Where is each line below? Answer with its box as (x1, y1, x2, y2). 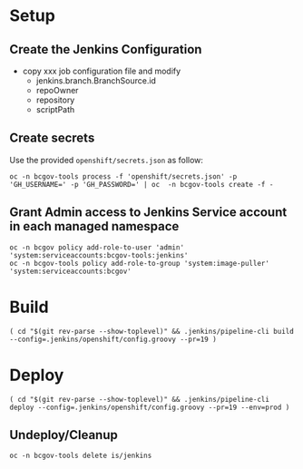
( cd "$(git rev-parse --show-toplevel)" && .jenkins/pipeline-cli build (9, 327, 295, 336)
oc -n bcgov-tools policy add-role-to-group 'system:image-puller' (9, 259, 270, 268)
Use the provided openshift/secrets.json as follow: (9, 154, 204, 165)
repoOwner (35, 85, 79, 95)
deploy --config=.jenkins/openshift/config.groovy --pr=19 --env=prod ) (9, 403, 290, 412)
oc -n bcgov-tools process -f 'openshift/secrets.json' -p (9, 171, 238, 181)
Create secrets (9, 131, 95, 146)
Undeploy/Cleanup (9, 427, 118, 443)
